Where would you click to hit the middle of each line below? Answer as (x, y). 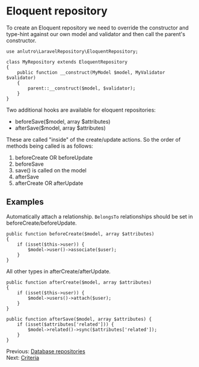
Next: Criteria (23, 357)
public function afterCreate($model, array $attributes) (79, 282)
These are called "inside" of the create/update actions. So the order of (93, 139)
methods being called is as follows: (50, 146)
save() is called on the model (51, 170)
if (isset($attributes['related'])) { (66, 324)
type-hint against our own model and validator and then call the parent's (96, 34)
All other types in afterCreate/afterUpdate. (59, 271)
